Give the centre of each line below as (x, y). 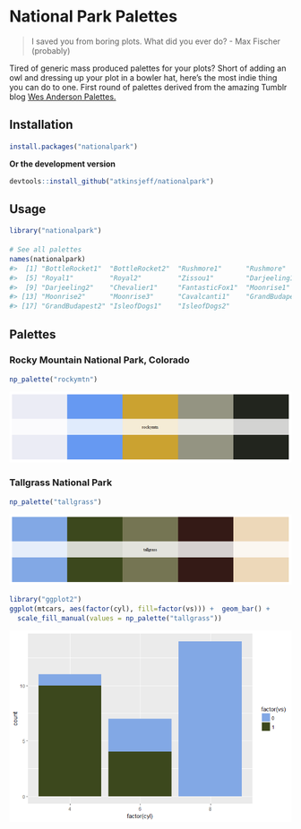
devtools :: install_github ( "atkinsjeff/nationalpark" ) (112, 181)
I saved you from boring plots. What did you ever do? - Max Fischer (155, 41)
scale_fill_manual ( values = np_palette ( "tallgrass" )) (120, 618)
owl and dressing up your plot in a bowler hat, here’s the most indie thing (143, 77)
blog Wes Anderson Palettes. (63, 97)
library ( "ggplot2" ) (46, 599)
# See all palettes (46, 250)
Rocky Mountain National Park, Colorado (99, 360)
